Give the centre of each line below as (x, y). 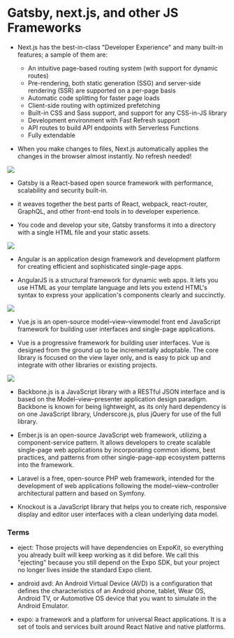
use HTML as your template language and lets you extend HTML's (112, 287)
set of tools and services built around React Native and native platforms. (121, 627)
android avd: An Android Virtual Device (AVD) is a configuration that (115, 583)
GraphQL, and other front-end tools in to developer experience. (109, 211)
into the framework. (46, 464)
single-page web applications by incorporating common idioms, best (116, 450)
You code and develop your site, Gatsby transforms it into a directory (117, 225)
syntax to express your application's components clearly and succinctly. (121, 295)
